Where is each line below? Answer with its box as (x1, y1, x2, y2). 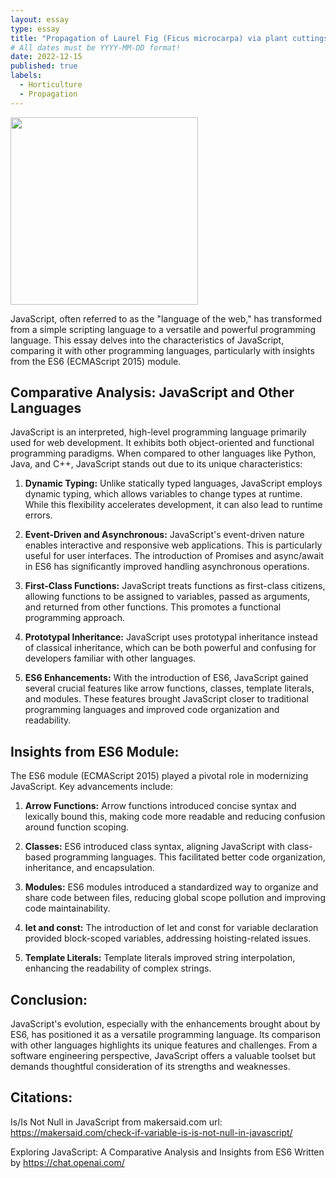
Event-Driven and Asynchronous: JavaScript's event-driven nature (24, 529, 305, 541)
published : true (10, 61, 78, 71)
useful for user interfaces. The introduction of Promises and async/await (24, 550, 325, 562)
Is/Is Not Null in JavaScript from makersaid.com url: (10, 1116, 223, 1128)
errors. (24, 509, 53, 521)
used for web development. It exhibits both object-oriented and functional (10, 437, 315, 449)
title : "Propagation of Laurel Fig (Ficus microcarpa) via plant (10, 33, 288, 43)
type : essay (10, 24, 60, 34)
